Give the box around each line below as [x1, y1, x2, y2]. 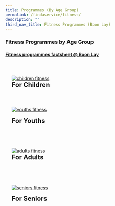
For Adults [12, 153, 44, 162]
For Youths [12, 117, 45, 125]
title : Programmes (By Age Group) [5, 7, 79, 13]
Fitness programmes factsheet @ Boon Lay [5, 51, 99, 57]
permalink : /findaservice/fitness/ [5, 12, 81, 17]
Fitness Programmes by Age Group [5, 39, 94, 46]
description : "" [5, 17, 40, 22]
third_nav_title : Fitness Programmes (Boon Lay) [5, 21, 111, 27]
